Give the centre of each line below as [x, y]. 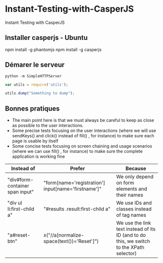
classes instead [134, 209]
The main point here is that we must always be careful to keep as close [83, 120]
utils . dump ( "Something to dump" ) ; [40, 94]
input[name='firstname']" [73, 189]
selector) [126, 253]
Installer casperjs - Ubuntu [47, 38]
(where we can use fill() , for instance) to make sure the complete [77, 151]
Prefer [77, 169]
